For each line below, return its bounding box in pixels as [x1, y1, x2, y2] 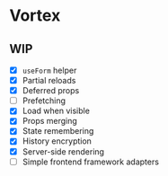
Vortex [9, 5, 61, 26]
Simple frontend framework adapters [22, 156, 160, 167]
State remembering [22, 126, 94, 136]
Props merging [22, 116, 78, 127]
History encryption [22, 136, 93, 146]
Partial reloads [22, 75, 76, 86]
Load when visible [22, 105, 90, 117]
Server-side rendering [22, 145, 105, 157]
